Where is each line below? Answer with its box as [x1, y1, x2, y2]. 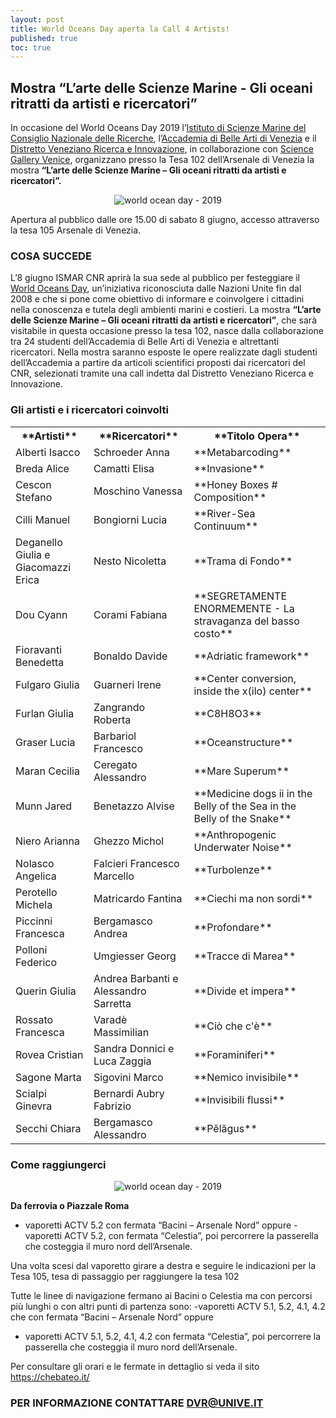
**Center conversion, [193, 671, 297, 685]
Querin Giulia [15, 984, 77, 998]
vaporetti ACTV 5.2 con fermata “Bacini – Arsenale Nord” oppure [24, 1219, 292, 1231]
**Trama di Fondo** [193, 554, 293, 568]
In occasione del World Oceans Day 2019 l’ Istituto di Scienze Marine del [10, 122, 307, 134]
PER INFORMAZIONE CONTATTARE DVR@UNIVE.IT [10, 1396, 264, 1410]
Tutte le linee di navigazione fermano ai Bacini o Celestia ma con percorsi [10, 1289, 313, 1301]
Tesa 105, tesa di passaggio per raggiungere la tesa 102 [10, 1270, 240, 1282]
